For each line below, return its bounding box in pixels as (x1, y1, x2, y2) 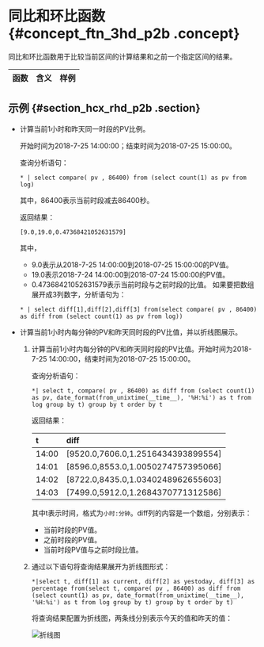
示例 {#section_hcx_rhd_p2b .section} (8, 101, 201, 115)
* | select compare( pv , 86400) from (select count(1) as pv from (19, 174, 247, 182)
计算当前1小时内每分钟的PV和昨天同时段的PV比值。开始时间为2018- (31, 344, 252, 354)
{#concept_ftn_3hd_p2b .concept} (8, 25, 240, 43)
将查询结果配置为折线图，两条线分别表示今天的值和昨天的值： (31, 613, 233, 622)
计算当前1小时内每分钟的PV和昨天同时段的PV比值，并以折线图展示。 (19, 327, 243, 337)
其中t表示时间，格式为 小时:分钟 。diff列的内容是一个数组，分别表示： (31, 508, 252, 518)
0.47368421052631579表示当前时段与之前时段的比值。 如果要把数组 (31, 279, 255, 289)
